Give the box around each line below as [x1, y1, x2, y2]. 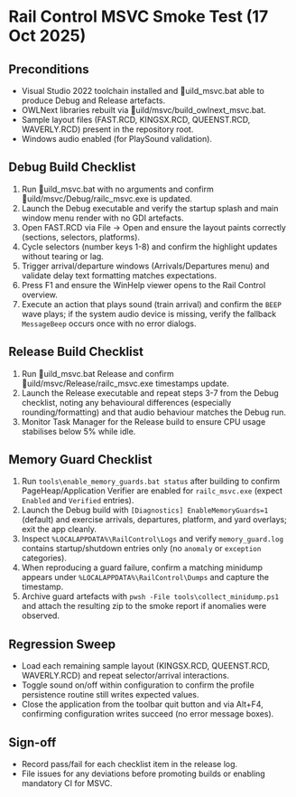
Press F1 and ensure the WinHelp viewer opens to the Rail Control [21, 279, 266, 290]
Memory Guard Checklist [8, 452, 153, 467]
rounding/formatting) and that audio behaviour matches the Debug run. [21, 407, 286, 417]
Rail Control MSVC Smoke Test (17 [8, 6, 269, 27]
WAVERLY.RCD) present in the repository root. [21, 124, 194, 135]
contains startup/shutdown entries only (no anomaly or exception [21, 543, 262, 554]
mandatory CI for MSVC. [21, 778, 114, 789]
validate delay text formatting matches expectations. [21, 269, 217, 281]
